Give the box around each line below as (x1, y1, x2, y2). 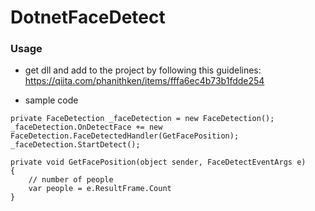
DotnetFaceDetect (10, 6, 166, 29)
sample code (24, 94, 79, 106)
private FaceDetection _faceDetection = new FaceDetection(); (10, 114, 275, 124)
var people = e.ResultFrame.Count (28, 184, 172, 194)
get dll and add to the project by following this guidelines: (24, 64, 262, 76)
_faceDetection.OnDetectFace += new (10, 122, 163, 133)
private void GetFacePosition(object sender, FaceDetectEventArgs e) (10, 157, 307, 168)
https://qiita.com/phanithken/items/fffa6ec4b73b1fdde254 (24, 75, 265, 87)
